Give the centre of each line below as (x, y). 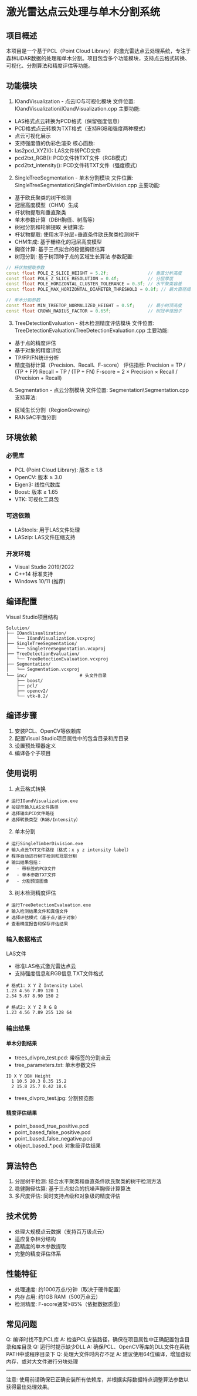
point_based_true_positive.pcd (52, 1126)
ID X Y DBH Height (28, 1076)
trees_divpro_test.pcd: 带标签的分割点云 (63, 1058)
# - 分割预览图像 (27, 881)
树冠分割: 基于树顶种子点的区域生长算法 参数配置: (74, 256)
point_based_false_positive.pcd (52, 1132)
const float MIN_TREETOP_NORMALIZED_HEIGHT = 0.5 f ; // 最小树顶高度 (94, 306)
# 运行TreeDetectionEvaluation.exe (49, 905)
